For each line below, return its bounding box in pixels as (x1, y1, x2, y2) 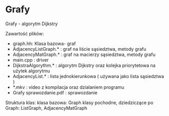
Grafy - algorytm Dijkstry (5, 21, 58, 27)
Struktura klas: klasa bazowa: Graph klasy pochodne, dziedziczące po (5, 99, 154, 106)
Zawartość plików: (5, 30, 44, 36)
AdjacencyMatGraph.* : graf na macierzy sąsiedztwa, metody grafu (12, 51, 156, 57)
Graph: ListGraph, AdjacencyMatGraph (5, 105, 88, 111)
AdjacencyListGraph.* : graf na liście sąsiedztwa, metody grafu (12, 46, 147, 52)
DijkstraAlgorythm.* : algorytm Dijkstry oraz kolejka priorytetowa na (12, 62, 156, 68)
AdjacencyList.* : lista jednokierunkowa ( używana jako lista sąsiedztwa (12, 73, 164, 79)
